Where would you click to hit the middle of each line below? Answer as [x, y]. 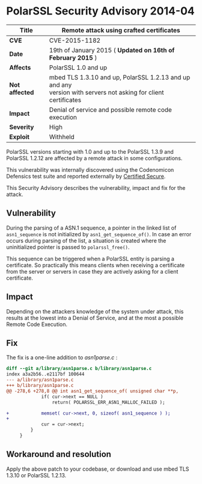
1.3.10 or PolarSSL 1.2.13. [36, 475]
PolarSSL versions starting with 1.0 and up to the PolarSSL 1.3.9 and [90, 151]
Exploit [20, 137]
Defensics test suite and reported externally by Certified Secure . [86, 176]
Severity [22, 127]
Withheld [62, 137]
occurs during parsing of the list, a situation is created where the [86, 240]
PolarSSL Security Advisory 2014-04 [101, 11]
